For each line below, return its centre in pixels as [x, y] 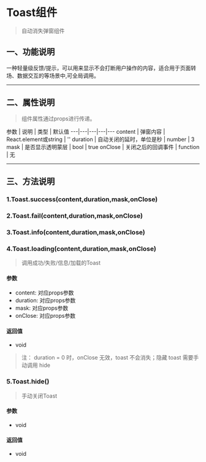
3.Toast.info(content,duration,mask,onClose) [76, 232]
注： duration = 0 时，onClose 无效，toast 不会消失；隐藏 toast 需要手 [110, 358]
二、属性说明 [31, 103]
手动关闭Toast [39, 396]
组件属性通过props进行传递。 [58, 118]
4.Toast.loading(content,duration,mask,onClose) [81, 248]
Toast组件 [32, 13]
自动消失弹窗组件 [43, 31]
